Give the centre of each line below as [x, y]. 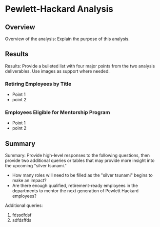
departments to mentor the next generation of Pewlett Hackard [75, 191]
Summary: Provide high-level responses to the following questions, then [78, 156]
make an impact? [29, 181]
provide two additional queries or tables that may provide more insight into [80, 160]
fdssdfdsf [22, 215]
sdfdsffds [22, 220]
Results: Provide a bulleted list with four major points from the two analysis [80, 66]
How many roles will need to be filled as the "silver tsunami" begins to [82, 175]
